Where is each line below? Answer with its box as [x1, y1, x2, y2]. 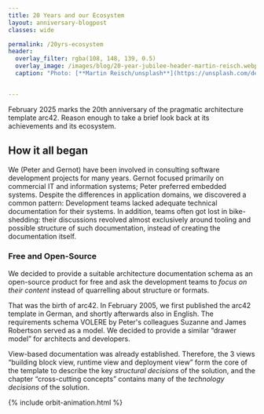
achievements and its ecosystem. [8, 121, 116, 130]
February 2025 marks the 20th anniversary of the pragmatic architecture [8, 104, 244, 114]
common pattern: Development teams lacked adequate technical [8, 198, 218, 208]
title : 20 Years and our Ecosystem [8, 11, 125, 20]
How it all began [8, 144, 89, 158]
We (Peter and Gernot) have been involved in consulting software [8, 165, 220, 174]
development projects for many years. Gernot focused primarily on [8, 173, 224, 183]
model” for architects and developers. [8, 334, 131, 343]
